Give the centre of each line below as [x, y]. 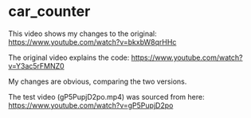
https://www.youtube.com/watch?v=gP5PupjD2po [91, 105]
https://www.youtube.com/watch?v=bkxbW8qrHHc [92, 41]
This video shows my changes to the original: [82, 33]
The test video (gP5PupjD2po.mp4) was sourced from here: [106, 96]
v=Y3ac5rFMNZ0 [37, 65]
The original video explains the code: [69, 57]
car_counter [49, 12]
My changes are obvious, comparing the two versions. [98, 81]
